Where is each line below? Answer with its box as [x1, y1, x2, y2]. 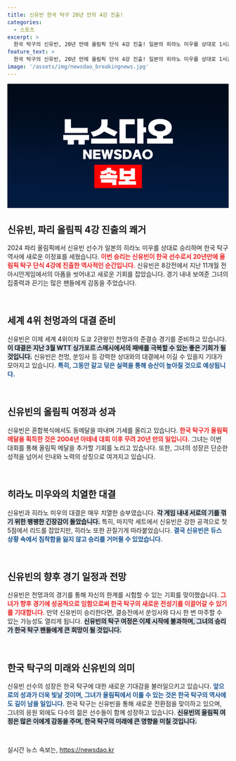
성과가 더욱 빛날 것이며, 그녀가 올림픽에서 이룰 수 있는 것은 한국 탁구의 [20, 691, 209, 699]
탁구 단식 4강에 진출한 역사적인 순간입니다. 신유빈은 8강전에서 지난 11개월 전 [20, 261, 227, 270]
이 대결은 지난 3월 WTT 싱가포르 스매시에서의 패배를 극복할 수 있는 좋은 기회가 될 [7, 343, 226, 352]
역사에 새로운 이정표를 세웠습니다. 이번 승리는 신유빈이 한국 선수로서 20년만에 [7, 253, 218, 261]
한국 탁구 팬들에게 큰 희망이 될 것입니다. [14, 626, 122, 635]
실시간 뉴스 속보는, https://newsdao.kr [7, 746, 114, 754]
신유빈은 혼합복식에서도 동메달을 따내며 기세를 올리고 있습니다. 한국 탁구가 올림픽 [7, 425, 228, 435]
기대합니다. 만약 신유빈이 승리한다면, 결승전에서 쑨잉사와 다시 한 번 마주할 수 [14, 608, 223, 617]
